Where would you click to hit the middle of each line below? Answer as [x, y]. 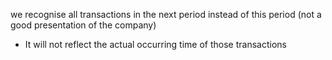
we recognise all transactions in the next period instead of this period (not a [166, 14]
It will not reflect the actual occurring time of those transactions [155, 44]
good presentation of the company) [83, 25]
